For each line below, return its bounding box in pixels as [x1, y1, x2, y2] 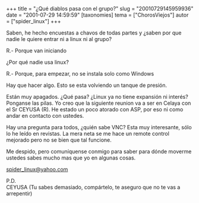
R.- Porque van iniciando [6, 47, 67, 54]
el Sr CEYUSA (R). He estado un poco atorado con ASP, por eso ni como [6, 106, 184, 113]
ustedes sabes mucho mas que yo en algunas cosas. [6, 154, 136, 161]
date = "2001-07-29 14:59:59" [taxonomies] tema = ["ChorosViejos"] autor [6, 11, 189, 18]
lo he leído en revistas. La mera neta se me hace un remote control [6, 130, 169, 137]
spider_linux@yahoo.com [6, 166, 68, 173]
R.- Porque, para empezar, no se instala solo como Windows [6, 70, 154, 77]
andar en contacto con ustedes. [6, 113, 84, 119]
